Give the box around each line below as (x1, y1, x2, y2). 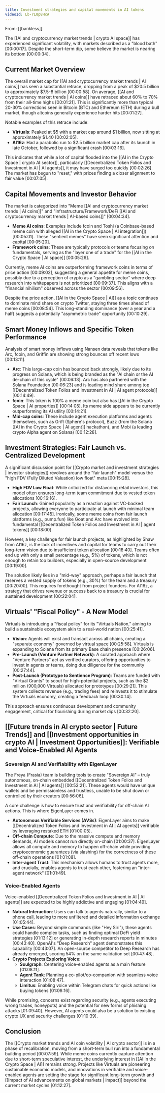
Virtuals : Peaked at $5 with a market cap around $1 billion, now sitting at (12, 129, 160, 135)
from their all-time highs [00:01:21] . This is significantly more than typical (5, 100, 153, 105)
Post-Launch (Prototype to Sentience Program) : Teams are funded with (12, 672, 160, 678)
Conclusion (5, 1027, 41, 1036)
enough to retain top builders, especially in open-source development (5, 557, 147, 563)
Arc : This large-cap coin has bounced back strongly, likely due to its (12, 366, 151, 372)
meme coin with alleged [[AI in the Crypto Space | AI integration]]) (12, 228, 147, 234)
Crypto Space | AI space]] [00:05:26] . (12, 255, 90, 260)
